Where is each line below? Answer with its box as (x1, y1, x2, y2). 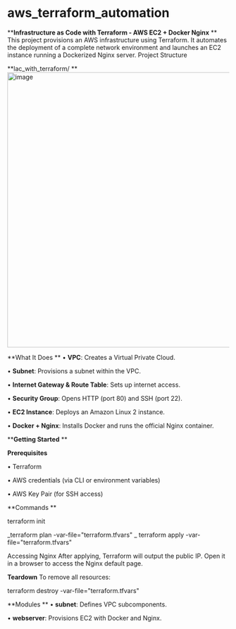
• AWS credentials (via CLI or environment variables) (7, 475, 161, 484)
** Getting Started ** (7, 435, 68, 443)
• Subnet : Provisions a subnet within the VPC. (7, 366, 141, 375)
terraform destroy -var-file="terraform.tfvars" (7, 586, 139, 594)
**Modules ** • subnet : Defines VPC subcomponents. (7, 600, 167, 609)
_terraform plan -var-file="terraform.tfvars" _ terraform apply (7, 530, 185, 539)
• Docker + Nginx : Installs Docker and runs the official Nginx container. (7, 421, 214, 430)
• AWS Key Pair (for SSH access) (7, 490, 104, 498)
